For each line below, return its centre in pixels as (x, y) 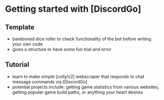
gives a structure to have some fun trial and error (62, 49)
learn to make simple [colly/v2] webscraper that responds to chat (78, 76)
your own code (27, 44)
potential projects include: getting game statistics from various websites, (86, 87)
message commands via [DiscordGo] (50, 81)
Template (20, 27)
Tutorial (17, 65)
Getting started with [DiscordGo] (73, 9)
